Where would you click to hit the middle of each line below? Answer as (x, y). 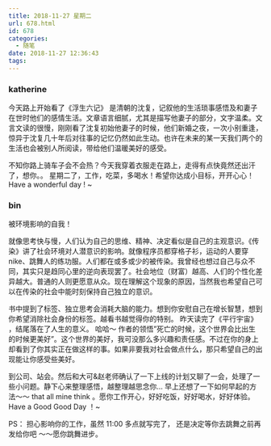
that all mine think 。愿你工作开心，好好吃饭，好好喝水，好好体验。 (143, 397)
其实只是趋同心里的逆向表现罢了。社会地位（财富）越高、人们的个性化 (139, 271)
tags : (17, 61)
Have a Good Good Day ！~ (54, 407)
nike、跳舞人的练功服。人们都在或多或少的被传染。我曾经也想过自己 (121, 261)
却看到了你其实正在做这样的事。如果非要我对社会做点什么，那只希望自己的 (132, 349)
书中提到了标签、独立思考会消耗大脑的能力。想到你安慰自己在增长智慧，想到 (135, 309)
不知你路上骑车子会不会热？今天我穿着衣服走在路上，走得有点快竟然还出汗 (132, 166)
